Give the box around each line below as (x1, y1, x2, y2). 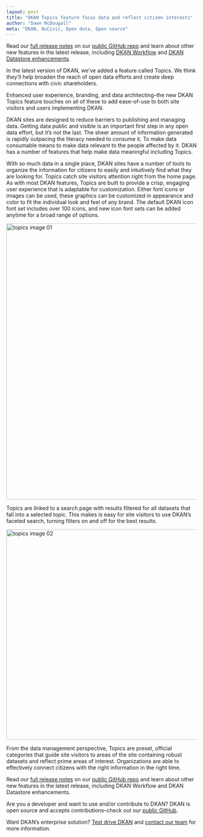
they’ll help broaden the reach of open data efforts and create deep (6, 73, 174, 80)
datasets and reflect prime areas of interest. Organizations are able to (6, 758, 179, 765)
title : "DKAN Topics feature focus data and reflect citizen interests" (6, 15, 193, 21)
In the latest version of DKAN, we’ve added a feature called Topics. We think (6, 67, 196, 74)
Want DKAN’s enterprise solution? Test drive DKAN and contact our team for (6, 818, 196, 826)
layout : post (6, 8, 39, 15)
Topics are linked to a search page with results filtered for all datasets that (6, 505, 191, 512)
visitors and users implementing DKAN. (6, 104, 104, 112)
